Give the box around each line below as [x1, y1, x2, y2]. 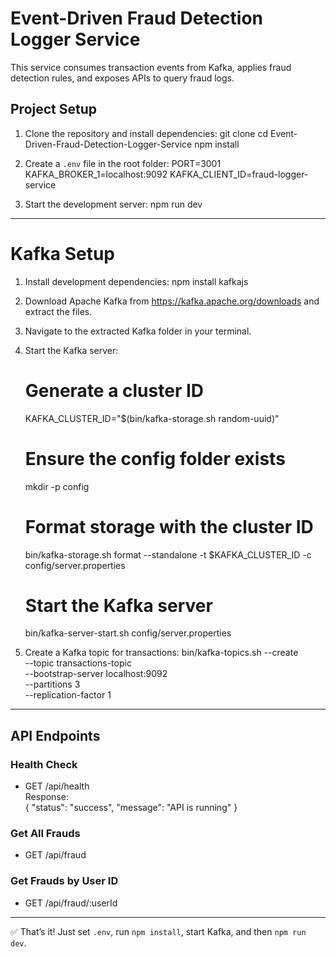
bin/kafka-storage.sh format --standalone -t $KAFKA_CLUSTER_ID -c [24, 548, 312, 561]
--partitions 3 [24, 678, 81, 691]
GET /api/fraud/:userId [24, 897, 118, 909]
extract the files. [24, 305, 93, 317]
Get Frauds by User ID [10, 874, 119, 888]
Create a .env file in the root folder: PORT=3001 [24, 157, 222, 169]
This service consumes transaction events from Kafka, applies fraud [10, 61, 292, 73]
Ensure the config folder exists [24, 447, 286, 470]
